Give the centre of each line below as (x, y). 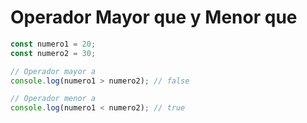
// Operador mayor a (53, 71)
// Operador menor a (53, 99)
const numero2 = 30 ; (53, 53)
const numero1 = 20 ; (53, 44)
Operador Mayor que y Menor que (154, 17)
